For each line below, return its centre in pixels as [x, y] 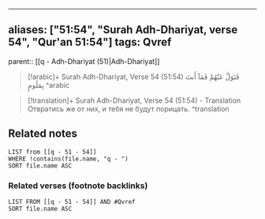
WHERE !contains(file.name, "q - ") [68, 159]
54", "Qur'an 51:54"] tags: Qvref [90, 42]
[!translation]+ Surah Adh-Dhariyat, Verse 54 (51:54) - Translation [134, 100]
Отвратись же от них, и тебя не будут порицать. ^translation [129, 108]
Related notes [43, 134]
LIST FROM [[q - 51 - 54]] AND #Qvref [72, 202]
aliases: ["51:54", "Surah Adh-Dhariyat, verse [123, 30]
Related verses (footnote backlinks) [78, 185]
